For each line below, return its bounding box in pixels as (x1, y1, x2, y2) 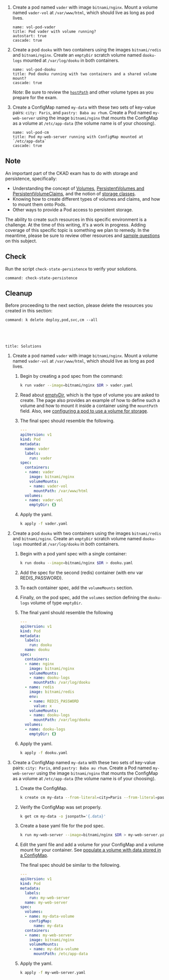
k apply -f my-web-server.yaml (20, 970, 86, 975)
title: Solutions (5, 344, 42, 349)
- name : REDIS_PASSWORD (29, 699, 79, 704)
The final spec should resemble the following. (20, 418, 115, 424)
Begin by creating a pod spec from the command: (20, 373, 123, 379)
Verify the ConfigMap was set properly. (20, 804, 102, 810)
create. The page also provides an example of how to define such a (20, 397, 160, 403)
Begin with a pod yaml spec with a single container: (20, 551, 127, 557)
